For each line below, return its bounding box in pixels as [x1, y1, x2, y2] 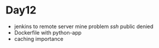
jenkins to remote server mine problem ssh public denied [14, 23, 154, 30]
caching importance [14, 35, 63, 42]
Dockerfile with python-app [14, 29, 82, 36]
